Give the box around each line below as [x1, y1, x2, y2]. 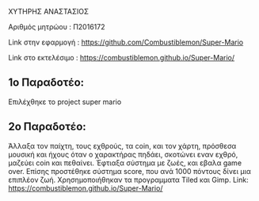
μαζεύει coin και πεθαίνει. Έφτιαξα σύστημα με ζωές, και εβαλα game [8, 158, 242, 168]
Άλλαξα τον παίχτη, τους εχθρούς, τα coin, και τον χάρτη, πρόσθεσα [8, 141, 237, 150]
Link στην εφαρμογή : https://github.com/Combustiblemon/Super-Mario [8, 37, 244, 47]
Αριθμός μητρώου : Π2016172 [8, 22, 105, 31]
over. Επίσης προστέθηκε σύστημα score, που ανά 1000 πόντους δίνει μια [8, 166, 252, 176]
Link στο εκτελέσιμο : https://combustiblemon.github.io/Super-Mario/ [8, 53, 235, 62]
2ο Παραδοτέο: [8, 120, 87, 133]
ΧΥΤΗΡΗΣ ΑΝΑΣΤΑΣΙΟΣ [8, 7, 90, 16]
